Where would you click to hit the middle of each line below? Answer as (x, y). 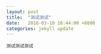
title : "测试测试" (29, 17)
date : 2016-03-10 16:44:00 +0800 (51, 23)
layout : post (23, 12)
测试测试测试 (20, 46)
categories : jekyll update (40, 28)
